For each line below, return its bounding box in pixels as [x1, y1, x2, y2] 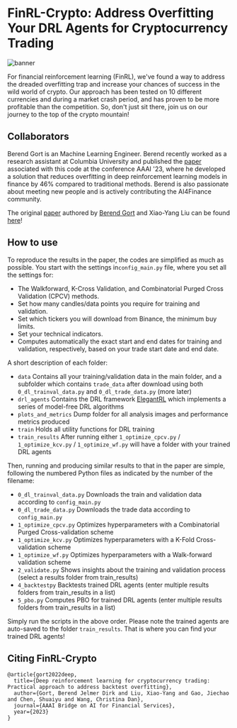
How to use [7, 236, 58, 249]
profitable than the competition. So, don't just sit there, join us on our [7, 102, 208, 111]
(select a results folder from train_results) [17, 573, 139, 581]
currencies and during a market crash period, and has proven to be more [7, 94, 219, 104]
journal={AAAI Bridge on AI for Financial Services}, [13, 702, 175, 710]
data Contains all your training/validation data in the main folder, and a [17, 372, 222, 380]
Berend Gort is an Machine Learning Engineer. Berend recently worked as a [7, 149, 228, 158]
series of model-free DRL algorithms [17, 402, 125, 411]
